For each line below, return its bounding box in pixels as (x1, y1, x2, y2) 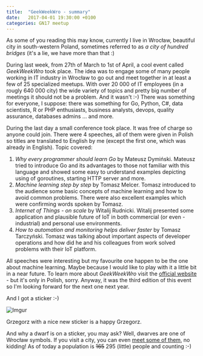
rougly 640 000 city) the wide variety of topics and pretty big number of (6, 87, 187, 94)
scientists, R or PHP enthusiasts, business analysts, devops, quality (6, 107, 175, 114)
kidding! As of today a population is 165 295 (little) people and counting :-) (6, 343, 192, 350)
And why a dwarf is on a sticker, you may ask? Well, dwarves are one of (6, 330, 186, 337)
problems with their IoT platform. (15, 246, 97, 253)
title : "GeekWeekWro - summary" (6, 8, 91, 15)
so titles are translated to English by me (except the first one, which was (6, 137, 186, 145)
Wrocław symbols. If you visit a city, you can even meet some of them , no (6, 337, 190, 344)
